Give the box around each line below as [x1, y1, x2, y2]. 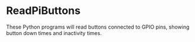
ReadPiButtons [6, 4, 81, 17]
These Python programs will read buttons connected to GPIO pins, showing [6, 23, 190, 30]
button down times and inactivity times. [6, 29, 102, 36]
